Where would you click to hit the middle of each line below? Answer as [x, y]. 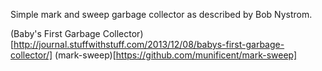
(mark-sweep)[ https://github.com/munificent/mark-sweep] [176, 55]
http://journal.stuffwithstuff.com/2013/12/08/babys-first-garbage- [149, 44]
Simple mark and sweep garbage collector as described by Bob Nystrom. [161, 14]
